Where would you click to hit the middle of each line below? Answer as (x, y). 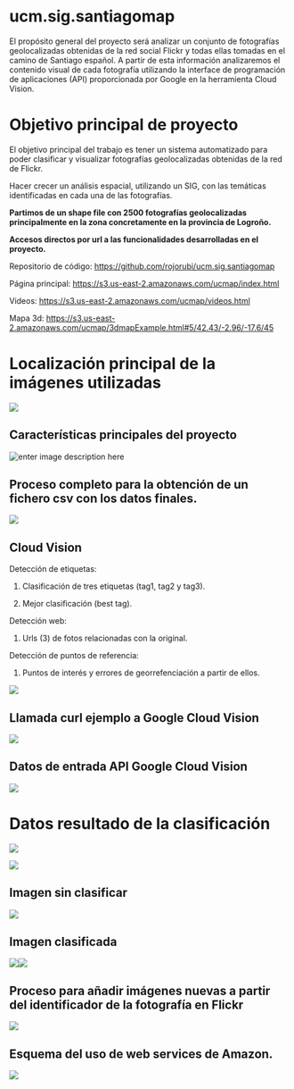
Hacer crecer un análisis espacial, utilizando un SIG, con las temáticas (138, 186)
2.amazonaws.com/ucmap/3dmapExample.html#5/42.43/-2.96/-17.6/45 (142, 327)
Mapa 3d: (27, 318)
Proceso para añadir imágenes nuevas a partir (140, 990)
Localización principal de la (113, 364)
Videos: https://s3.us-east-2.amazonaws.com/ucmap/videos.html (130, 300)
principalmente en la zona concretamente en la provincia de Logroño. (140, 222)
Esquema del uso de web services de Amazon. (141, 1054)
